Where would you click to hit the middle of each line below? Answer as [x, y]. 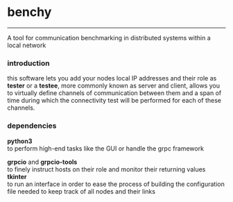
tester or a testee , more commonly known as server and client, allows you [114, 86]
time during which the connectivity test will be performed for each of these [114, 101]
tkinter [17, 176]
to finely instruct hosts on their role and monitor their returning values [106, 169]
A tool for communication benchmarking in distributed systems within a [109, 37]
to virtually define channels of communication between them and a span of [114, 93]
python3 [20, 141]
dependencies [32, 126]
